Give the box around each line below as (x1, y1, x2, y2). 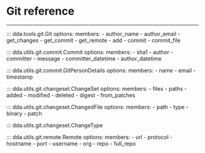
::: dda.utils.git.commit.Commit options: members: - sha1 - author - (6, 48, 174, 55)
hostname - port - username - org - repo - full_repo (6, 140, 136, 147)
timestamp (6, 73, 34, 80)
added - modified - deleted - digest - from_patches (6, 91, 135, 99)
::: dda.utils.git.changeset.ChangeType (6, 121, 103, 129)
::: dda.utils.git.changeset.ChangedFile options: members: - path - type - (6, 103, 189, 110)
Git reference (6, 4, 75, 18)
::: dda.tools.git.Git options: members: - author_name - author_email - (6, 30, 181, 37)
